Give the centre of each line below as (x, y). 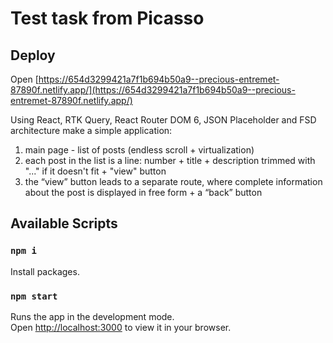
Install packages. (45, 271)
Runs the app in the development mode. (92, 316)
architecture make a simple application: (91, 130)
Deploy (33, 55)
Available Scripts (64, 223)
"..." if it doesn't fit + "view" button (95, 171)
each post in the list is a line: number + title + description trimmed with (170, 160)
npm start (34, 296)
